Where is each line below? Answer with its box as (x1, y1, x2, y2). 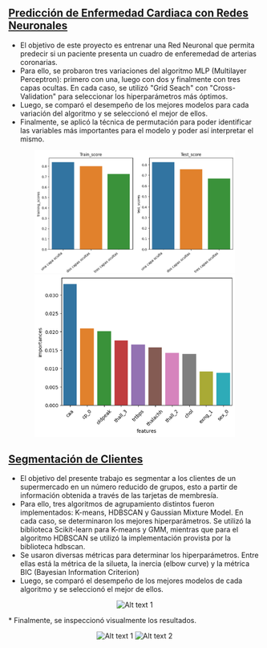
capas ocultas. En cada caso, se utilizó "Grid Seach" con (19, 83, 208, 92)
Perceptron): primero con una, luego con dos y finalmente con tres (19, 74, 241, 84)
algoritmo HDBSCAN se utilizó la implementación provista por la (19, 533, 231, 543)
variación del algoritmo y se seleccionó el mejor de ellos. (19, 108, 208, 118)
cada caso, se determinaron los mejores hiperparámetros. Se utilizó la (19, 516, 252, 526)
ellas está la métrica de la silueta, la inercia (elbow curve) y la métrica (19, 559, 250, 569)
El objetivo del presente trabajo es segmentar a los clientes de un (19, 474, 237, 483)
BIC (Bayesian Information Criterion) (19, 568, 140, 577)
